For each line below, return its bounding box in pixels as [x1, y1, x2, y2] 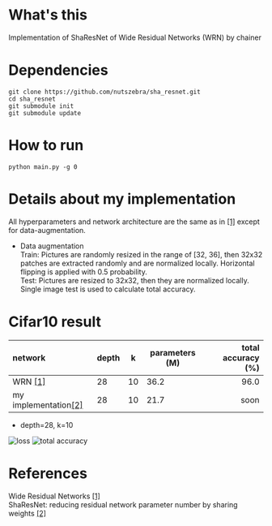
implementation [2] [12, 399, 83, 411]
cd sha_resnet [8, 95, 57, 103]
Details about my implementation [8, 190, 236, 208]
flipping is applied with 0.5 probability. [19, 266, 147, 277]
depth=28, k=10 [19, 420, 74, 429]
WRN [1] [12, 376, 46, 387]
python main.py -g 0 [8, 162, 79, 171]
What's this [8, 6, 87, 24]
